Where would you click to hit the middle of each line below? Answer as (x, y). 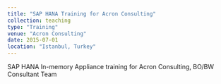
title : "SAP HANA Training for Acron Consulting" (82, 14)
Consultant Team (32, 74)
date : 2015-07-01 (33, 40)
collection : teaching (39, 20)
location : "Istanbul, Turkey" (52, 47)
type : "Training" (33, 27)
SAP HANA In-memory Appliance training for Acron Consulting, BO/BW (110, 67)
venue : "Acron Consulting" (47, 34)
